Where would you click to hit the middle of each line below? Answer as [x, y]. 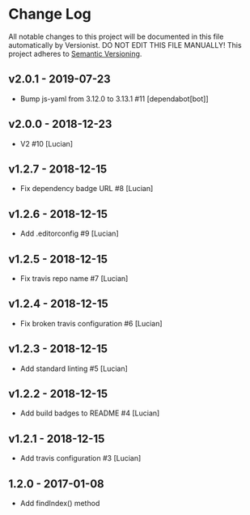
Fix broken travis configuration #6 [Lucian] [91, 323]
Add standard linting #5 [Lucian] [74, 368]
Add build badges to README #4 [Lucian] [90, 413]
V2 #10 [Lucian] [47, 143]
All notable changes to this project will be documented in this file [116, 36]
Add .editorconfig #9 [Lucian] [69, 234]
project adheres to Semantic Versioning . [75, 53]
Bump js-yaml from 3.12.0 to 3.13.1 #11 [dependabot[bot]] [114, 99]
